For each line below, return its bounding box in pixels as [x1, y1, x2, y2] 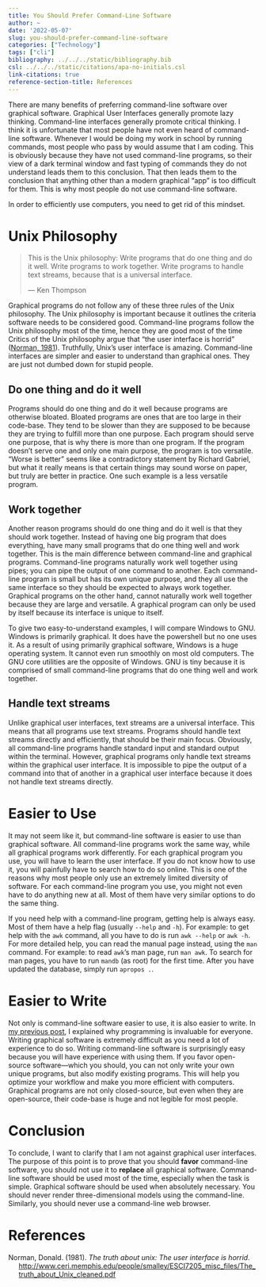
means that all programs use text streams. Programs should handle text [8, 726, 241, 736]
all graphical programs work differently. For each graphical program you [8, 848, 243, 857]
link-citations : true [8, 71, 80, 79]
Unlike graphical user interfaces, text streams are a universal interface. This [8, 718, 255, 727]
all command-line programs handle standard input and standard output [8, 743, 240, 753]
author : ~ [8, 19, 41, 27]
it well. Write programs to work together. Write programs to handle [27, 262, 244, 271]
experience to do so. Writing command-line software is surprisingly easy [8, 1044, 245, 1053]
